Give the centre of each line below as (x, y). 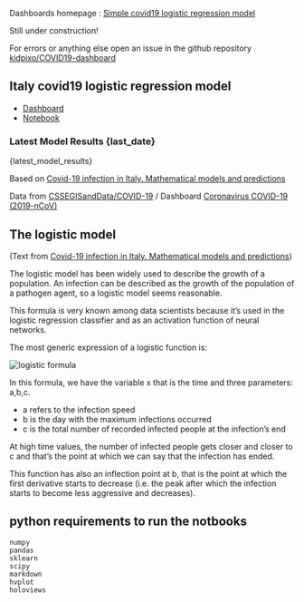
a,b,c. (20, 392)
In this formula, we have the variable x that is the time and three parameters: (152, 382)
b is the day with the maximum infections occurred (117, 419)
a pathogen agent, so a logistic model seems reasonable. (116, 293)
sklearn (24, 558)
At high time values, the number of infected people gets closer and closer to (151, 446)
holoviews (28, 590)
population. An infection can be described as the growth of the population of (152, 283)
